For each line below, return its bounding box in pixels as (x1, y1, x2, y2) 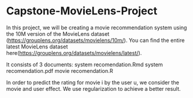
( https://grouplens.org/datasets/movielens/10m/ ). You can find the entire (6, 36, 185, 44)
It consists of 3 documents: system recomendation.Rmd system (6, 61, 163, 68)
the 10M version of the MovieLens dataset (6, 30, 109, 37)
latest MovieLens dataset (6, 43, 68, 50)
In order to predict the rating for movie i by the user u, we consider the (6, 79, 179, 86)
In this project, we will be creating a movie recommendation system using (6, 24, 187, 31)
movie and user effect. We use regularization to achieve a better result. (6, 85, 181, 92)
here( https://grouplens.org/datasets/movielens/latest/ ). (6, 49, 142, 56)
